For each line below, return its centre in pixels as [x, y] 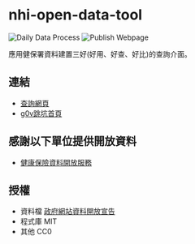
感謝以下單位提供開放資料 [72, 141]
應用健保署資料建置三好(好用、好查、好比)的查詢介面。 [100, 54]
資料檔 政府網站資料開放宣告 [67, 212]
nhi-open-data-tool [76, 15]
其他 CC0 [36, 232]
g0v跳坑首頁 [41, 113]
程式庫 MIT [39, 221]
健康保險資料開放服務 [56, 162]
